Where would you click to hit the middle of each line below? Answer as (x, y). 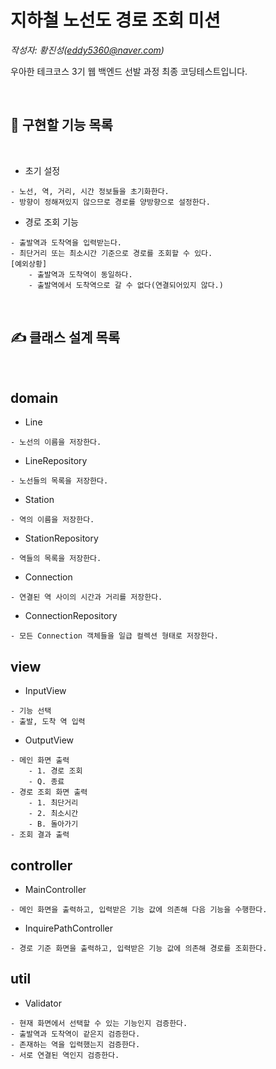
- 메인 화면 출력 (40, 761)
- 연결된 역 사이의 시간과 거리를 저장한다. (86, 597)
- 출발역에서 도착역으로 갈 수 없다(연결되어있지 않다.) (126, 285)
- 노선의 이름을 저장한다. (56, 442)
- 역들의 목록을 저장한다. (56, 559)
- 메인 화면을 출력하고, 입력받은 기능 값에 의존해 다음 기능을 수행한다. (139, 910)
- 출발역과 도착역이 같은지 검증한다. (75, 1034)
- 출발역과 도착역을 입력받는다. (66, 242)
